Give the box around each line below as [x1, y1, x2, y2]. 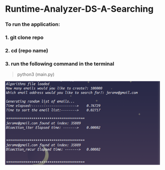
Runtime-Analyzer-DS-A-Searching [5, 3, 154, 15]
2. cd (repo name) [5, 47, 48, 54]
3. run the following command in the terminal [5, 60, 114, 67]
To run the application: [5, 21, 60, 28]
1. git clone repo [5, 34, 44, 41]
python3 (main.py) [17, 72, 55, 77]
